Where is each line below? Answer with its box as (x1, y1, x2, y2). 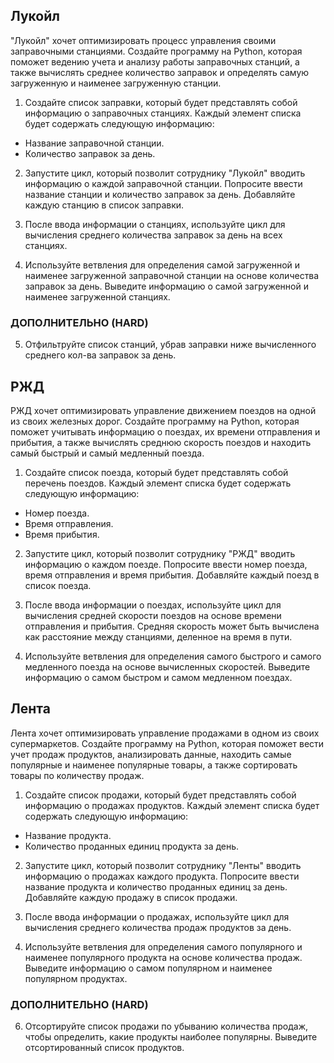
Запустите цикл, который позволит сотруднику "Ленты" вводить (24, 859, 302, 871)
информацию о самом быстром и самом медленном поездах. (24, 671, 293, 683)
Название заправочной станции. (24, 137, 165, 149)
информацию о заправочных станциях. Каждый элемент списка (24, 107, 302, 119)
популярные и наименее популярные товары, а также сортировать (10, 759, 298, 771)
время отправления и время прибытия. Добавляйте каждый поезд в (24, 569, 320, 581)
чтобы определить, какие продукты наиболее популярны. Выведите (24, 1031, 318, 1043)
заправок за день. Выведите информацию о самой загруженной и (24, 280, 309, 292)
